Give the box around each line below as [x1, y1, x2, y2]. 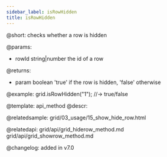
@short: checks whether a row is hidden [6, 31, 107, 38]
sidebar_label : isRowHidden [6, 9, 77, 15]
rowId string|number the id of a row [15, 55, 104, 62]
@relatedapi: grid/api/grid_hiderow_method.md [6, 125, 124, 133]
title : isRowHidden [6, 15, 56, 21]
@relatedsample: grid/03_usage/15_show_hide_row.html [6, 114, 146, 121]
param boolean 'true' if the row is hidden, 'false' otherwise [15, 78, 162, 86]
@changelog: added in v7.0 [6, 144, 74, 151]
